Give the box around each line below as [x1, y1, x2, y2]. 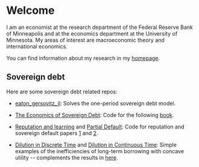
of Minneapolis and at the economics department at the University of [6, 30, 178, 37]
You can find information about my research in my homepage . [6, 54, 160, 61]
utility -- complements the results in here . [14, 154, 119, 161]
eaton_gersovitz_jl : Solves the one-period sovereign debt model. [14, 99, 176, 107]
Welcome [6, 4, 55, 17]
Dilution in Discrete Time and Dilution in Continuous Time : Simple [14, 141, 177, 148]
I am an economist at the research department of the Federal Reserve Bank [6, 24, 193, 31]
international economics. [6, 43, 68, 50]
